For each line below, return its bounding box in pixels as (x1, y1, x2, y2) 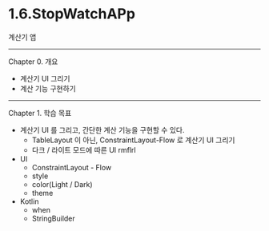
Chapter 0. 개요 (8, 57, 58, 66)
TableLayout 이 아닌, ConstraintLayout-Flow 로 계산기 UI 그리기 (31, 135, 235, 145)
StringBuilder (31, 213, 76, 223)
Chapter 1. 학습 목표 (8, 108, 72, 117)
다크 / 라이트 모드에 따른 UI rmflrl (31, 145, 136, 154)
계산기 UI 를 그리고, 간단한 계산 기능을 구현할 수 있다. (19, 125, 185, 134)
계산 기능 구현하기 (19, 83, 76, 93)
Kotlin (19, 197, 39, 206)
